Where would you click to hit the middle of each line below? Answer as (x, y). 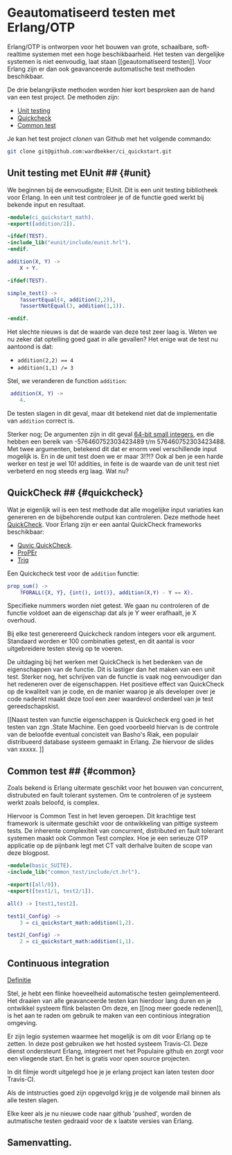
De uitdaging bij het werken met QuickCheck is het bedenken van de (105, 662)
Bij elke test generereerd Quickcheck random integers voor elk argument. (112, 634)
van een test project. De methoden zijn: (63, 97)
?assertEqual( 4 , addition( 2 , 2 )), (68, 300)
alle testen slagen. (33, 1100)
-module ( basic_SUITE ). (40, 866)
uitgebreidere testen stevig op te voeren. (65, 649)
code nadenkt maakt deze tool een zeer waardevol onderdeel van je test (110, 699)
